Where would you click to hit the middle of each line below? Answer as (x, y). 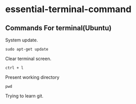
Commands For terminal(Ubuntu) (58, 28)
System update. (21, 40)
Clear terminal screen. (28, 59)
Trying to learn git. (25, 96)
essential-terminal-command (68, 9)
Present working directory (32, 77)
